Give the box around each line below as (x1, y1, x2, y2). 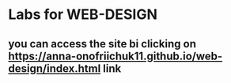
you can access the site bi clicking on (8, 37, 196, 51)
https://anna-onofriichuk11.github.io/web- (8, 49, 223, 62)
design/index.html (8, 62, 101, 75)
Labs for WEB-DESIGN (8, 6, 158, 24)
